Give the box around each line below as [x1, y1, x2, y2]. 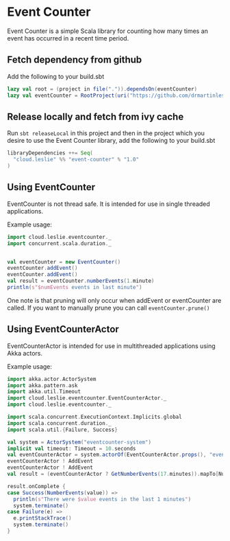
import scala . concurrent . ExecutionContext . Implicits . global [7, 413, 183, 421]
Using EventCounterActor [7, 323, 120, 335]
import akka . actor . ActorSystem [7, 376, 97, 382]
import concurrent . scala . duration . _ [7, 240, 112, 247]
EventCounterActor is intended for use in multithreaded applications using [7, 341, 216, 350]
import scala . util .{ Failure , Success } [7, 426, 118, 433]
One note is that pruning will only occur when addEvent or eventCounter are [7, 296, 222, 304]
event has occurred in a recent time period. [7, 34, 129, 42]
